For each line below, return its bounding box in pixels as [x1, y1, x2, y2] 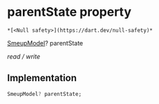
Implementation [7, 72, 77, 84]
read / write [7, 52, 40, 61]
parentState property [7, 4, 132, 20]
